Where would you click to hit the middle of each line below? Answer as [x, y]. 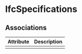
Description [48, 42]
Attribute [19, 42]
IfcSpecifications [41, 9]
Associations [26, 28]
